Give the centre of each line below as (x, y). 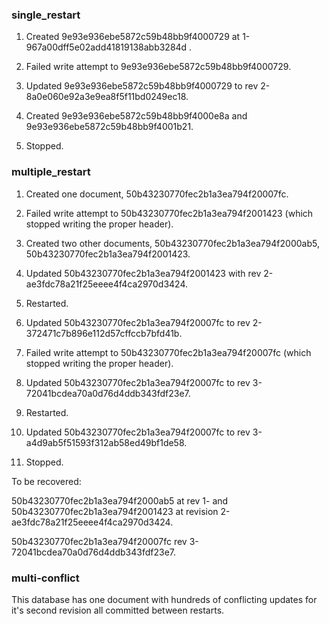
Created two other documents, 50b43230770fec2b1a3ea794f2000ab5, (172, 243)
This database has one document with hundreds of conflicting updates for (164, 599)
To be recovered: (46, 481)
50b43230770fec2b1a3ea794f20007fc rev (99, 541)
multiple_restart (51, 172)
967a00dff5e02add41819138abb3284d (106, 47)
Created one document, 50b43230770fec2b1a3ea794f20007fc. (157, 194)
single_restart (46, 15)
